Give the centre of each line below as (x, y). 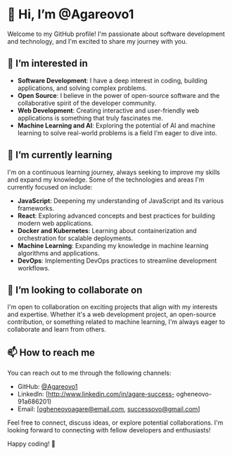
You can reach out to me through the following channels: (89, 373)
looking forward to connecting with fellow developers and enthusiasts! (109, 430)
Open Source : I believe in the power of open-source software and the (118, 95)
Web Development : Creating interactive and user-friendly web (108, 110)
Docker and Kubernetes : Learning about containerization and (107, 230)
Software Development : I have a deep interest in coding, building (112, 80)
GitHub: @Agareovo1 (47, 387)
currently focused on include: (50, 187)
